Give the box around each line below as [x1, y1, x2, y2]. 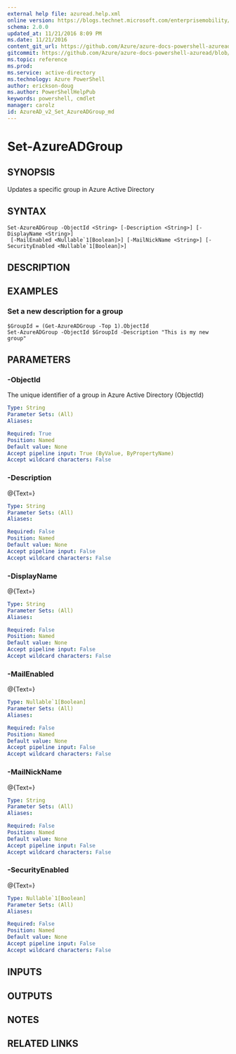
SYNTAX [7, 205, 47, 218]
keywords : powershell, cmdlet [7, 96, 96, 103]
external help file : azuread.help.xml [7, 10, 121, 18]
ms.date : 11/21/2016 [7, 37, 68, 44]
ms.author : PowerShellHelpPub [7, 89, 96, 96]
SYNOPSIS [7, 167, 55, 178]
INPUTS [7, 966, 42, 978]
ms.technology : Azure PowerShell [7, 75, 105, 83]
